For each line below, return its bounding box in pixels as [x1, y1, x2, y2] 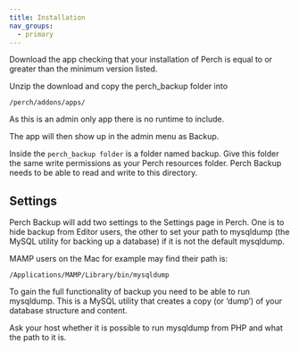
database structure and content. [9, 305, 128, 316]
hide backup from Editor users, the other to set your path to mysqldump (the [9, 227, 290, 238]
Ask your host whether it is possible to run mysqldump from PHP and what [9, 322, 283, 333]
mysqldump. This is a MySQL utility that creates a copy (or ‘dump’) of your [9, 296, 283, 306]
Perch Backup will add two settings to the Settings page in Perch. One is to [9, 217, 285, 228]
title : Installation [9, 13, 87, 22]
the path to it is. [9, 332, 67, 343]
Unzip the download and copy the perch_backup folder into [9, 81, 228, 92]
